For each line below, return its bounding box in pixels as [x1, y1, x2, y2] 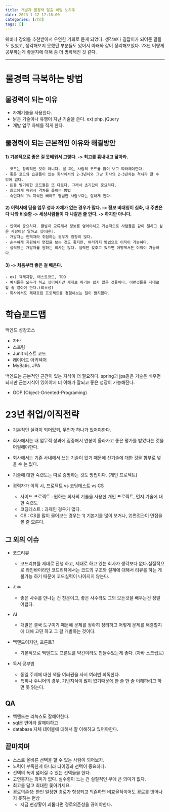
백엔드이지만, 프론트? [12, 639, 55, 645]
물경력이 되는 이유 [5, 95, 58, 104]
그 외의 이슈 [5, 535, 39, 544]
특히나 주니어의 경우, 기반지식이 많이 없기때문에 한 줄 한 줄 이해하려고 [20, 677, 157, 684]
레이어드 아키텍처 [12, 357, 47, 363]
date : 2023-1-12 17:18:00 [5, 12, 60, 17]
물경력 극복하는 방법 [5, 73, 83, 85]
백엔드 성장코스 [5, 327, 35, 333]
